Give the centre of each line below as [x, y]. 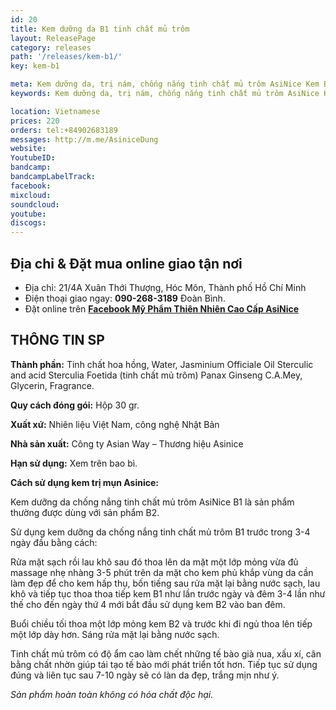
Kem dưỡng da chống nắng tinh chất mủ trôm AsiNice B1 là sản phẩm [152, 502]
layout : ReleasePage [53, 38]
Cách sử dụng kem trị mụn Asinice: [85, 482]
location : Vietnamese [55, 111]
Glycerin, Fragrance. [52, 385]
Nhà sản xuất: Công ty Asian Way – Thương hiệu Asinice [127, 443]
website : [28, 149]
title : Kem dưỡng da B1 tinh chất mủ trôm [100, 29]
